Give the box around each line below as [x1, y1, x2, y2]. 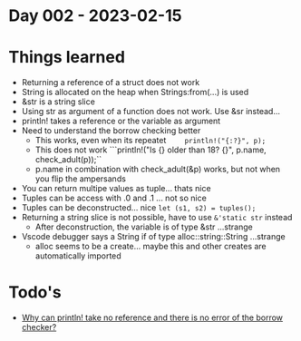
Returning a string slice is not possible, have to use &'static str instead [21, 212, 293, 223]
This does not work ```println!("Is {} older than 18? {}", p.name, [34, 144, 267, 155]
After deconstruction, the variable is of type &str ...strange [34, 221, 253, 232]
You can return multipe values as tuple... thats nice [21, 183, 211, 194]
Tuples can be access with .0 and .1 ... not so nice [21, 192, 208, 204]
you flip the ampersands [34, 173, 126, 184]
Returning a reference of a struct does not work [21, 77, 200, 88]
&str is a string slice [21, 96, 96, 107]
